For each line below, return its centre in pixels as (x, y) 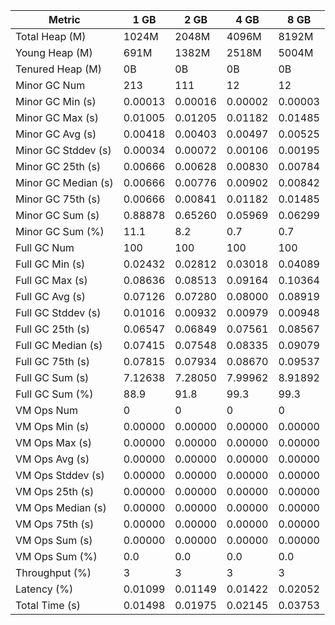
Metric (64, 19)
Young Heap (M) (54, 52)
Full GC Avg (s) (51, 296)
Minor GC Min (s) (56, 101)
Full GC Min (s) (50, 264)
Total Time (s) (48, 605)
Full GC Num (45, 247)
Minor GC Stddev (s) (63, 150)
